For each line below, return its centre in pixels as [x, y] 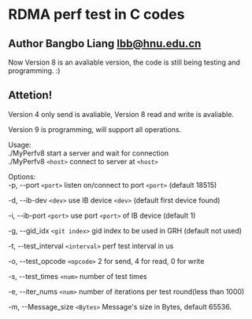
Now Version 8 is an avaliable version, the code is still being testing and [124, 62]
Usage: [20, 145]
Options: [22, 176]
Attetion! [30, 95]
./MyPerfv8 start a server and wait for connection [89, 153]
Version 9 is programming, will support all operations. [95, 129]
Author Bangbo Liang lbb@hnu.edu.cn [105, 44]
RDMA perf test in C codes [96, 15]
